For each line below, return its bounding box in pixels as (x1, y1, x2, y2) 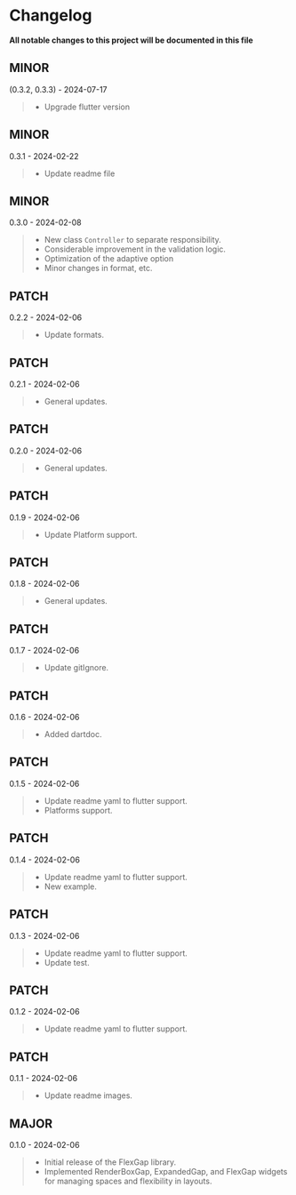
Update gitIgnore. (44, 662, 109, 673)
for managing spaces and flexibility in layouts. (44, 1175, 212, 1186)
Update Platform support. (44, 529, 138, 540)
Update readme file (44, 168, 116, 179)
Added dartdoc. (44, 729, 102, 740)
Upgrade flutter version (44, 101, 131, 112)
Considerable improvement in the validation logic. (44, 244, 227, 254)
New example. (44, 881, 98, 892)
